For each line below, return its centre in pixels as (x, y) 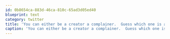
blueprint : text (22, 15)
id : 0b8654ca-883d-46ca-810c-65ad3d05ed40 (51, 10)
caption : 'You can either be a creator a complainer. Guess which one (82, 29)
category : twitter (25, 19)
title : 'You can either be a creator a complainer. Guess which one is (83, 24)
